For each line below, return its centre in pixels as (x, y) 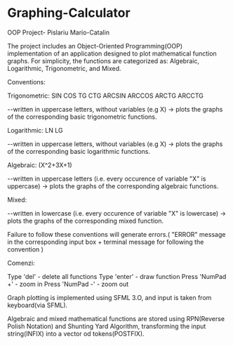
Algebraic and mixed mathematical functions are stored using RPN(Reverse (116, 318)
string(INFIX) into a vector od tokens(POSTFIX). (76, 333)
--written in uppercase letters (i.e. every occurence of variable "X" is (107, 178)
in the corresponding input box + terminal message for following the (106, 242)
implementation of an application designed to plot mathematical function (112, 53)
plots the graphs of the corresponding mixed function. (85, 221)
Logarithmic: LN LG (35, 130)
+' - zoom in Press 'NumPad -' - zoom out (68, 284)
